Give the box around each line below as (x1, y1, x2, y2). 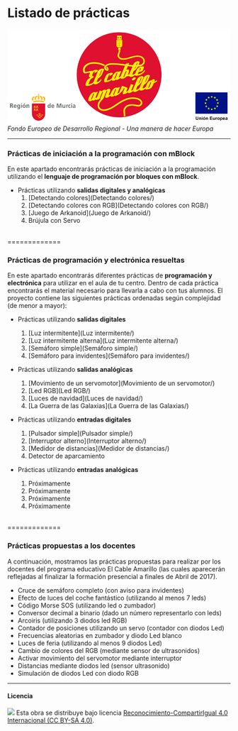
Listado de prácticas (7, 5, 130, 21)
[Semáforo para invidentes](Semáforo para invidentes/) (28, 351, 190, 360)
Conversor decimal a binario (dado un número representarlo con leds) (17, 608, 222, 617)
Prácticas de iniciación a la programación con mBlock (7, 148, 195, 158)
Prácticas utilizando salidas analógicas (17, 365, 133, 374)
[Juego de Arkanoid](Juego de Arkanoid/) (28, 209, 151, 217)
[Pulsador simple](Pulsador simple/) (28, 429, 133, 438)
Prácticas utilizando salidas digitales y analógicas (17, 186, 166, 194)
